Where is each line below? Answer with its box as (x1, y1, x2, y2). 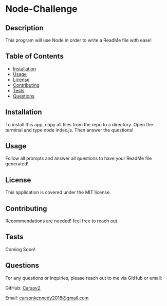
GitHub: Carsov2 (5, 284, 41, 291)
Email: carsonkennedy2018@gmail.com (5, 295, 89, 301)
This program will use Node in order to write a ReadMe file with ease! (5, 37, 152, 43)
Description (5, 24, 44, 32)
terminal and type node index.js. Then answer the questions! (5, 127, 134, 133)
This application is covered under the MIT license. (5, 189, 112, 196)
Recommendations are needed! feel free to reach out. (5, 218, 119, 224)
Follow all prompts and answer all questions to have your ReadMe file (5, 155, 152, 162)
